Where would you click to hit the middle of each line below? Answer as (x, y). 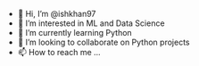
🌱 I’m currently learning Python (75, 33)
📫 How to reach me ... (59, 52)
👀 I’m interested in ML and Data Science (91, 23)
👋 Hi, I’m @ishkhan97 (57, 14)
